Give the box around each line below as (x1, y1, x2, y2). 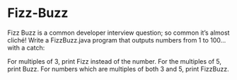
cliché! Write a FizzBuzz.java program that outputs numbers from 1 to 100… (7, 35, 226, 44)
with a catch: (7, 43, 45, 52)
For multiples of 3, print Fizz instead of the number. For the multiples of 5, (7, 57, 221, 65)
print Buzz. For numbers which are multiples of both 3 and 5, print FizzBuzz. (7, 64, 230, 73)
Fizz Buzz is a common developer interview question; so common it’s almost (7, 28, 230, 37)
